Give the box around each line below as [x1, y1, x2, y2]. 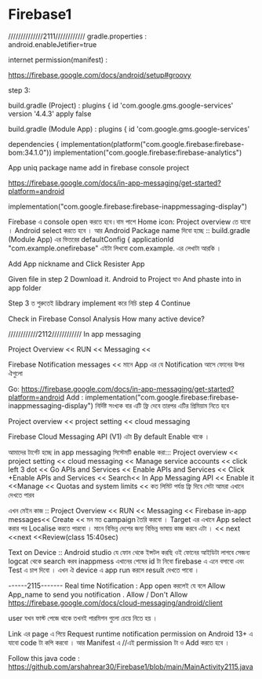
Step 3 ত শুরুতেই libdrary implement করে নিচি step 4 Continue [8, 298, 191, 308]
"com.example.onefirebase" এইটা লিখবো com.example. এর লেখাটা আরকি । [8, 243, 222, 253]
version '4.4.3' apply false [8, 108, 92, 119]
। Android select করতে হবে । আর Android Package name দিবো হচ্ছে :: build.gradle [8, 225, 251, 235]
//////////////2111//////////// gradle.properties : [8, 31, 147, 41]
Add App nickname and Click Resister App [8, 259, 145, 268]
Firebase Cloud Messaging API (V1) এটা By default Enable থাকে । [8, 432, 210, 441]
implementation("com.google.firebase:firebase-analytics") [53, 148, 242, 157]
